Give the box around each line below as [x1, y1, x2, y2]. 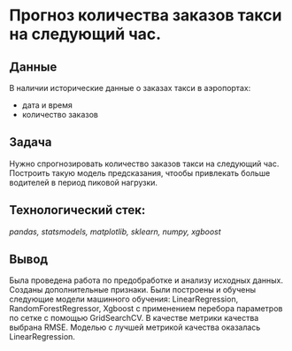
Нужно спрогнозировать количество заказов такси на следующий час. [9, 158, 280, 169]
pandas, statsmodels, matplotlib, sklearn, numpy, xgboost [9, 226, 221, 237]
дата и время [21, 100, 73, 111]
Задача [9, 134, 52, 150]
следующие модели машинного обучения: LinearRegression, [9, 294, 239, 305]
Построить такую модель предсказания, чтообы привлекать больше [9, 167, 271, 178]
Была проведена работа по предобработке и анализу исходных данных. [9, 275, 283, 286]
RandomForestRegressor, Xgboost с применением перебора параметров [9, 303, 283, 314]
